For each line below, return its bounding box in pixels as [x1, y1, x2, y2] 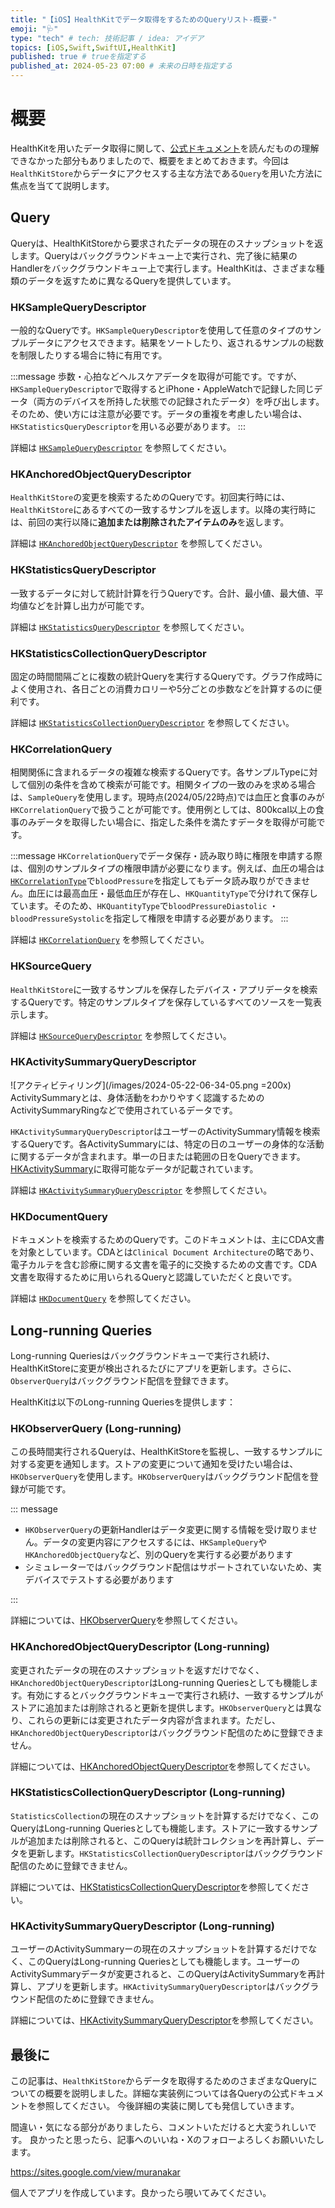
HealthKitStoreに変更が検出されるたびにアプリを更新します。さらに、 [10, 1362, 297, 1374]
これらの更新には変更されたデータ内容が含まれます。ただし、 [27, 1714, 282, 1726]
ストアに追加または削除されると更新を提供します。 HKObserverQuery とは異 [10, 1701, 313, 1713]
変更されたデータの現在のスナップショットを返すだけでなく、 [10, 1664, 265, 1676]
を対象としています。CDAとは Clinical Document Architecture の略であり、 [10, 1246, 320, 1258]
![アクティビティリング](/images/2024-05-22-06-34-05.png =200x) [10, 1079, 292, 1091]
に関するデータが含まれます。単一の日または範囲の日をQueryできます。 [10, 1150, 306, 1162]
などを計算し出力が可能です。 [27, 599, 150, 611]
